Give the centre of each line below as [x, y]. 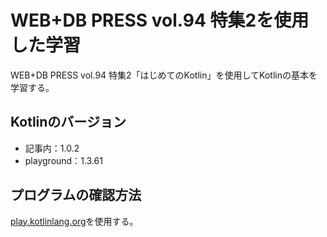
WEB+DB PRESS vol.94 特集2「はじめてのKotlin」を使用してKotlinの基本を [164, 75]
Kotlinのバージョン [68, 122]
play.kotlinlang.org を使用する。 [74, 221]
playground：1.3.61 [63, 160]
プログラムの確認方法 [76, 195]
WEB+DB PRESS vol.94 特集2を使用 [160, 20]
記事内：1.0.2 [52, 148]
